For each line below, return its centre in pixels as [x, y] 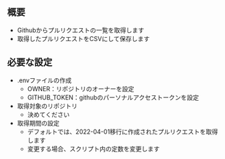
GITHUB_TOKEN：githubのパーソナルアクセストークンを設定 [113, 97]
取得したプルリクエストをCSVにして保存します [83, 38]
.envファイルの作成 [44, 80]
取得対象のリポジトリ [47, 106]
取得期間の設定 [38, 123]
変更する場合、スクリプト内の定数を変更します [93, 149]
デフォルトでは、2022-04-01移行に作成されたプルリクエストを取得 [122, 132]
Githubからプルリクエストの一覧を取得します [81, 30]
